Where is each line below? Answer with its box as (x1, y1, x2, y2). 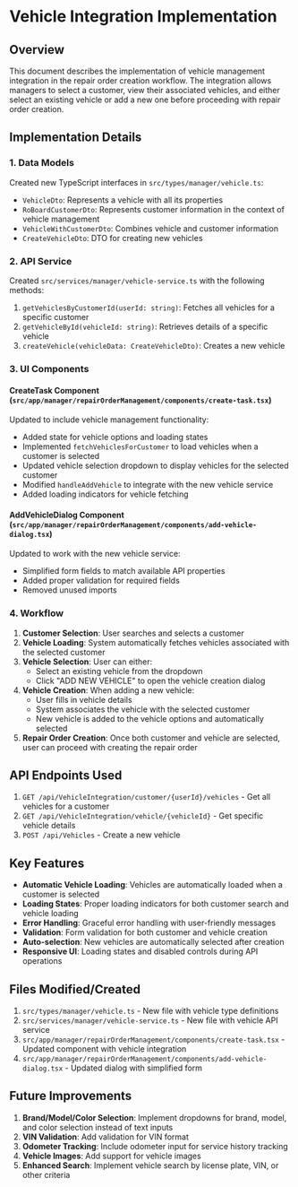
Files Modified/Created (9, 982, 141, 997)
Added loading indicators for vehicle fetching (21, 489, 190, 499)
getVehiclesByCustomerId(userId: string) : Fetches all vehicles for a (21, 302, 276, 313)
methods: (9, 284, 45, 295)
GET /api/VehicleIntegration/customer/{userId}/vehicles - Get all (21, 792, 271, 802)
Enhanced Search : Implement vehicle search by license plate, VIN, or (21, 1159, 279, 1171)
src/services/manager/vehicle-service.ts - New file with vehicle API (21, 1015, 279, 1026)
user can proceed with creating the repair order (21, 741, 199, 752)
